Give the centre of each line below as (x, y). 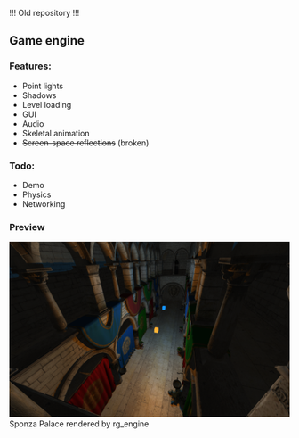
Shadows (39, 95)
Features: (30, 66)
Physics (36, 194)
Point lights (43, 86)
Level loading (47, 104)
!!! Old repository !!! (44, 13)
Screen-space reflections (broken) (85, 143)
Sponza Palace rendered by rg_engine (79, 424)
